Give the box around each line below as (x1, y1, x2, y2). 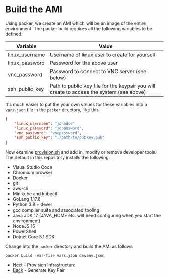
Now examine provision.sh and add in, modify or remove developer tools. (5, 149, 157, 155)
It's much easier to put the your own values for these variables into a (5, 101, 147, 107)
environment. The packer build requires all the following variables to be (5, 25, 152, 31)
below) (49, 74, 66, 81)
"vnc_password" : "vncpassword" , (14, 130, 82, 135)
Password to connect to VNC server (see (49, 67, 147, 75)
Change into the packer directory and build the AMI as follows (5, 243, 133, 250)
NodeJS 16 (12, 223, 35, 229)
